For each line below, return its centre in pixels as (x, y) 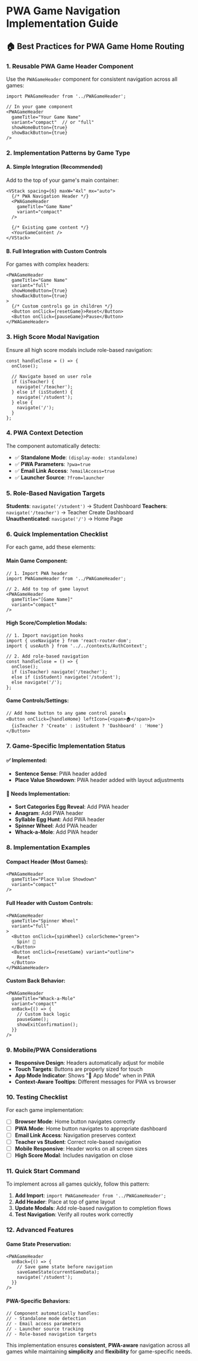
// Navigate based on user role (52, 376)
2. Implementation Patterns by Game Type (68, 153)
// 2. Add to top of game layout (48, 589)
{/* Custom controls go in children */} (62, 307)
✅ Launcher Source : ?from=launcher (60, 477)
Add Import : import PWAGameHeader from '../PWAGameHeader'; (90, 1196)
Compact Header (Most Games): (47, 862)
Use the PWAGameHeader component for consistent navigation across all (92, 79)
